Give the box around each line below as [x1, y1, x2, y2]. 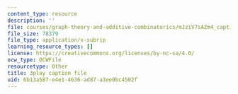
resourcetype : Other [7, 63, 69, 70]
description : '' [7, 17, 55, 24]
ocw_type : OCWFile [7, 57, 62, 64]
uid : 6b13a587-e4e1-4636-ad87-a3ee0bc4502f [7, 76, 138, 83]
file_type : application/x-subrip [7, 37, 106, 44]
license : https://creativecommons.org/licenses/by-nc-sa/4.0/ [7, 50, 195, 57]
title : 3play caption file [7, 69, 87, 76]
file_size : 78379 [7, 30, 59, 37]
